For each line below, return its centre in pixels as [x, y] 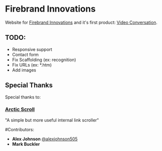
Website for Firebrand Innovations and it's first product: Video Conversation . [81, 22]
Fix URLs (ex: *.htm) [32, 65]
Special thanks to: [23, 97]
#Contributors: [20, 129]
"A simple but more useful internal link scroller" [52, 120]
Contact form [25, 54]
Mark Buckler [26, 144]
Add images [24, 70]
